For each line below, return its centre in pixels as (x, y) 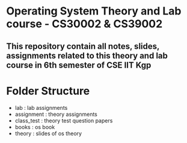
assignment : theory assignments (56, 114)
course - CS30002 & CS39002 (84, 24)
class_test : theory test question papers (64, 120)
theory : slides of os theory (48, 133)
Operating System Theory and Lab (94, 11)
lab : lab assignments (41, 107)
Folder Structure (48, 91)
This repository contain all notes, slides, (83, 46)
